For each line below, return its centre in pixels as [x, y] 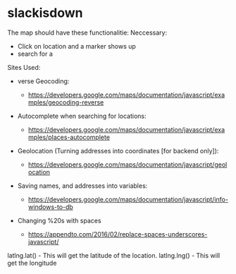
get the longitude [32, 263]
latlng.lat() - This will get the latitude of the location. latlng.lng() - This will [114, 255]
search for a [35, 54]
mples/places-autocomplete [69, 137]
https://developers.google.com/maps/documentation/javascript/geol [128, 165]
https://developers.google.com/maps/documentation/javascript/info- [128, 199]
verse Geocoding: [43, 81]
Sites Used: [24, 67]
